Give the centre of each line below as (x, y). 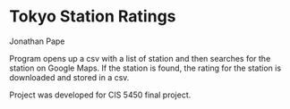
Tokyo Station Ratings (93, 17)
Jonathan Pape (37, 41)
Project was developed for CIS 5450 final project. (100, 95)
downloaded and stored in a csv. (69, 77)
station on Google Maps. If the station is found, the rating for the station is (145, 68)
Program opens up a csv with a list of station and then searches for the (140, 58)
